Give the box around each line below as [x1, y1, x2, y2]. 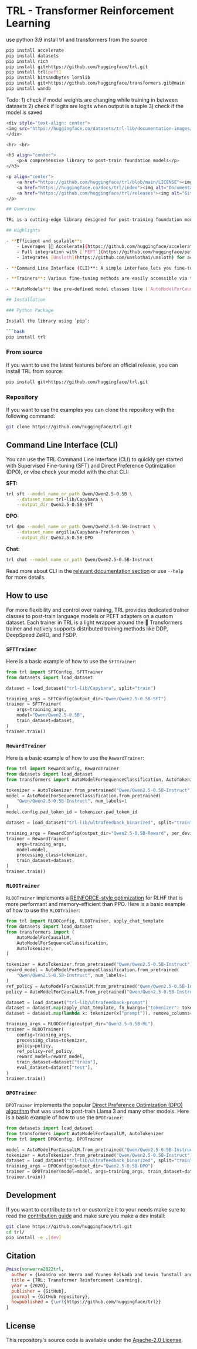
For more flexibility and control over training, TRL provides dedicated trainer [6, 606, 189, 613]
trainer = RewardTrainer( [6, 835, 69, 841]
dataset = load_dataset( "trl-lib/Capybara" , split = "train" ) [6, 685, 157, 691]
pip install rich [6, 58, 49, 64]
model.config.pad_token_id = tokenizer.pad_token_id [6, 809, 138, 815]
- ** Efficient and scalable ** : [6, 238, 83, 244]
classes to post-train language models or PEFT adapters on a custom [6, 612, 174, 619]
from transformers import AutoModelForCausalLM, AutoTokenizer [6, 1130, 164, 1136]
